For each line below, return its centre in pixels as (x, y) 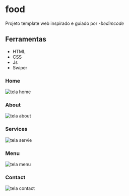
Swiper (20, 67)
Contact (15, 177)
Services (16, 129)
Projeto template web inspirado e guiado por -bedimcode (65, 23)
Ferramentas (26, 39)
